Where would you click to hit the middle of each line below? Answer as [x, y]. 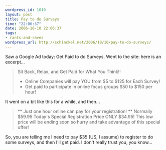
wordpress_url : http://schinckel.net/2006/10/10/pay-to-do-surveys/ [78, 42]
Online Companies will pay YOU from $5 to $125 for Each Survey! [93, 81]
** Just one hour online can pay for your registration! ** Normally [85, 111]
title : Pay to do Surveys [32, 19]
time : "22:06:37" [23, 24]
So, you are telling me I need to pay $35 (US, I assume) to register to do [79, 137]
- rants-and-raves [24, 38]
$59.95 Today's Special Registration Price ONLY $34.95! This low [85, 116]
